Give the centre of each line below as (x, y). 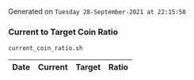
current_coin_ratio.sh (46, 48)
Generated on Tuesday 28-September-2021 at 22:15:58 (97, 11)
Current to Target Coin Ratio (63, 32)
